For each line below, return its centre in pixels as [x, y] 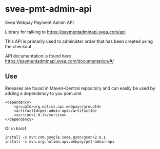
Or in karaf [16, 128]
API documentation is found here [38, 56]
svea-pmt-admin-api [48, 9]
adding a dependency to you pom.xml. [44, 93]
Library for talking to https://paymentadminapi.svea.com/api [65, 32]
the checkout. [19, 46]
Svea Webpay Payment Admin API [40, 22]
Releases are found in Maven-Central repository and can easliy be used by [80, 88]
